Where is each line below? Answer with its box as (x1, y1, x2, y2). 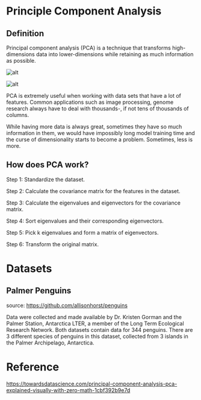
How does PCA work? (6, 160, 89, 170)
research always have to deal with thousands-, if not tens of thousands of (6, 105, 190, 112)
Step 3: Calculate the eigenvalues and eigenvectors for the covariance (6, 199, 181, 206)
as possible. (6, 57, 36, 64)
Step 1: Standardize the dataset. (6, 176, 85, 183)
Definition (6, 28, 44, 39)
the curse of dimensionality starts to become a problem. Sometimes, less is (6, 136, 193, 143)
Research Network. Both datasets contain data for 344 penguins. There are (6, 326, 193, 333)
